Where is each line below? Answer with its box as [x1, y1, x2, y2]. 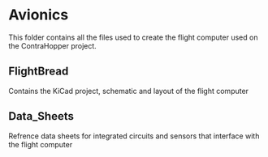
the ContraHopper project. [8, 40, 97, 50]
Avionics [8, 6, 69, 24]
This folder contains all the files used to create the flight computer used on [8, 32, 258, 42]
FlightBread [8, 65, 69, 78]
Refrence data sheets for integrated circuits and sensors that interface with [8, 131, 260, 141]
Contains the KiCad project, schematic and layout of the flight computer [8, 86, 249, 95]
